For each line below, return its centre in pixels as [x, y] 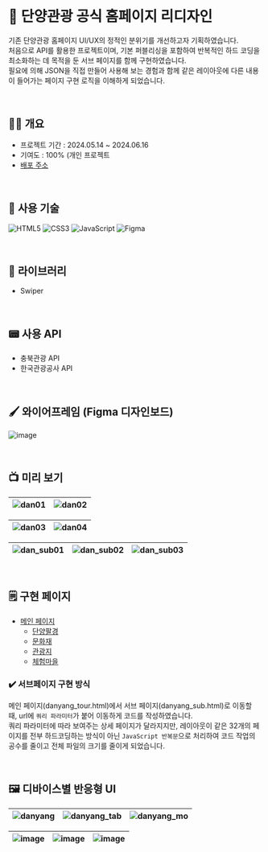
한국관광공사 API [46, 368]
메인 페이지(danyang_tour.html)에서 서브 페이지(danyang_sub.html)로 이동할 [130, 706]
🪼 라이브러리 [37, 271]
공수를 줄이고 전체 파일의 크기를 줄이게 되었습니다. [87, 746]
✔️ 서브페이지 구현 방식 [49, 684]
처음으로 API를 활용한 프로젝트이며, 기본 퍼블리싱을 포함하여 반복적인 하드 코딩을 [134, 50]
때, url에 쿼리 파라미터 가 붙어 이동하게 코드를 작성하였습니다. [101, 715]
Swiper [32, 291]
